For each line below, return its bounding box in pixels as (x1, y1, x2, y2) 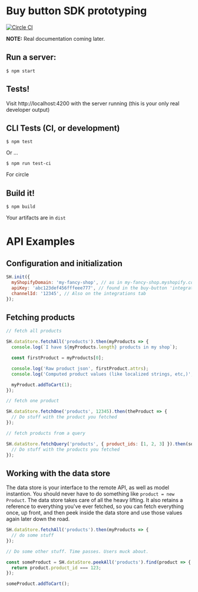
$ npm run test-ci (6, 161, 51, 167)
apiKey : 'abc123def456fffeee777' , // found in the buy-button (11, 285, 167, 291)
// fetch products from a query (6, 430, 85, 436)
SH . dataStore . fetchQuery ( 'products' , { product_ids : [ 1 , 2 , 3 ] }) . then (6, 441, 186, 447)
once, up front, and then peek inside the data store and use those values (6, 509, 183, 516)
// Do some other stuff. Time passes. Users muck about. (6, 548, 149, 554)
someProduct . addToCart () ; (6, 581, 70, 587)
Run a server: (6, 52, 57, 63)
